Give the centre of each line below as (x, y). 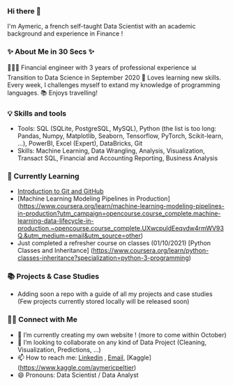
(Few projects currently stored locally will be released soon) (103, 302)
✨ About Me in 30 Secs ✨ (51, 52)
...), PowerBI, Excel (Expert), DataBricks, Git (80, 143)
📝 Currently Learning (43, 176)
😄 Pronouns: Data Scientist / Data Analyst (78, 375)
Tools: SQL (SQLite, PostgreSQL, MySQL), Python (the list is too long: (117, 128)
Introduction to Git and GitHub (60, 192)
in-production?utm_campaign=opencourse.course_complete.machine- (119, 214)
